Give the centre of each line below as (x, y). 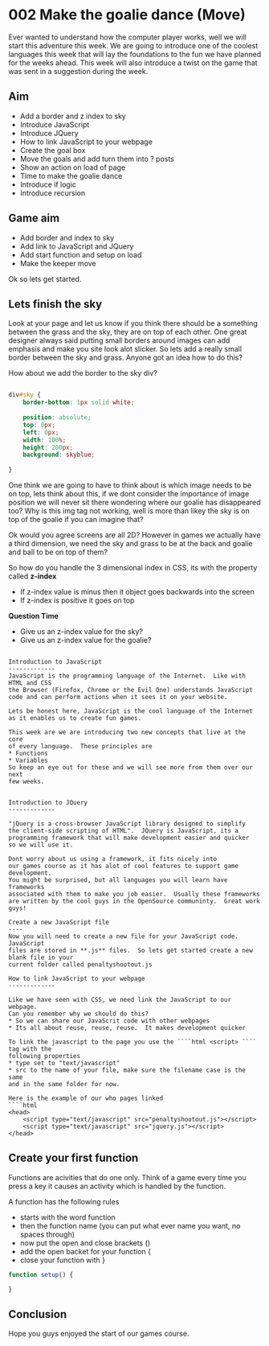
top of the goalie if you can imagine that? (76, 519)
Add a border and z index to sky (73, 116)
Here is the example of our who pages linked (86, 1098)
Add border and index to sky (67, 237)
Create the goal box (53, 150)
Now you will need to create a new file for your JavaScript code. (124, 936)
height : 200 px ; (48, 447)
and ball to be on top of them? (58, 552)
